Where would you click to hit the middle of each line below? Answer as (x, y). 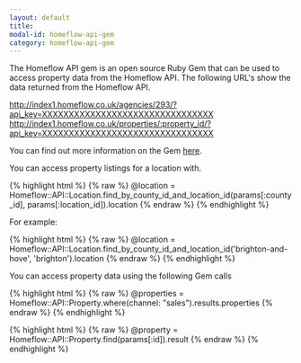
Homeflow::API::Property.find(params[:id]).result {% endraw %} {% (134, 340)
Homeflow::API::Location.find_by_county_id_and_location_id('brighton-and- (149, 249)
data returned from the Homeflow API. (80, 87)
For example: (34, 222)
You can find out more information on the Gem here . (106, 151)
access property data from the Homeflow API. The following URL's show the (150, 78)
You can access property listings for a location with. (106, 168)
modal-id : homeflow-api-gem (62, 34)
